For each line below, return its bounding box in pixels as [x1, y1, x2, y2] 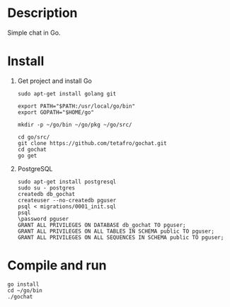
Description [7, 5, 78, 21]
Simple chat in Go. [7, 28, 61, 37]
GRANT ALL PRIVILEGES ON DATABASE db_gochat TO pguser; [17, 221, 186, 228]
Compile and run [7, 257, 107, 274]
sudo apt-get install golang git [17, 90, 117, 97]
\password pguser [17, 215, 69, 222]
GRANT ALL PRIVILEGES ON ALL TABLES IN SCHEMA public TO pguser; [17, 228, 214, 235]
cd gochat [17, 146, 47, 153]
